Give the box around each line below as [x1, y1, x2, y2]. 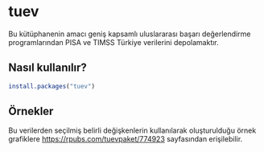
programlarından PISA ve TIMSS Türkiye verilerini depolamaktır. [8, 37, 219, 47]
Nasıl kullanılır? [8, 61, 87, 75]
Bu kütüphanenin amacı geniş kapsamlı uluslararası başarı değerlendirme [8, 29, 251, 39]
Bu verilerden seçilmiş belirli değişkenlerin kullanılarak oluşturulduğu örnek [8, 125, 257, 135]
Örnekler [8, 105, 54, 118]
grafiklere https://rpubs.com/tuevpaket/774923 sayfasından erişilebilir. [8, 134, 243, 144]
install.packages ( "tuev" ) [8, 82, 95, 90]
